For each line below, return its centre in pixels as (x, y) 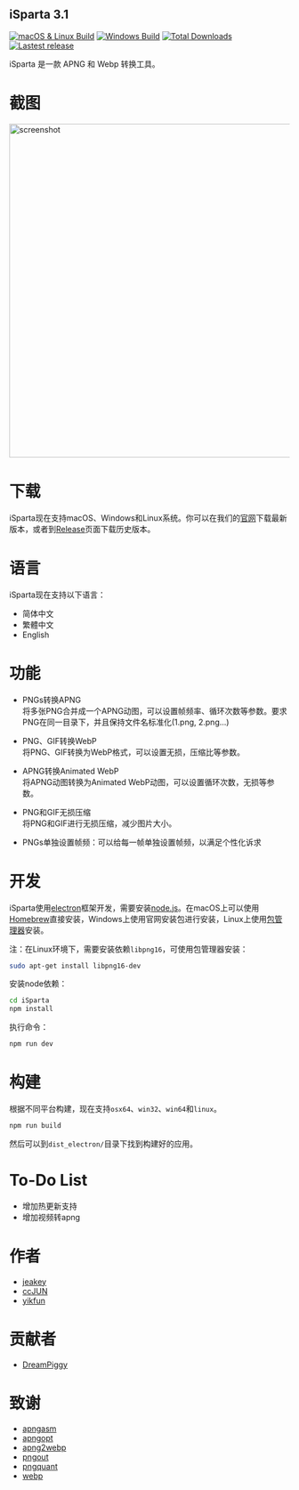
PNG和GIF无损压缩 (57, 812)
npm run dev (31, 1044)
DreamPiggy (45, 1364)
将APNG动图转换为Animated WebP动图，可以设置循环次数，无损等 (144, 781)
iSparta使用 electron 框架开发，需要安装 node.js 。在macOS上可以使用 (134, 908)
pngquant (40, 1466)
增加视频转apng (51, 1217)
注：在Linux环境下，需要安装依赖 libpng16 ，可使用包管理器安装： (129, 949)
